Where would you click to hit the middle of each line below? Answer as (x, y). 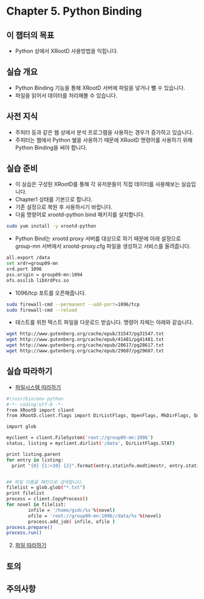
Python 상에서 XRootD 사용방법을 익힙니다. (66, 51)
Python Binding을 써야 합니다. (51, 147)
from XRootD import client (40, 410)
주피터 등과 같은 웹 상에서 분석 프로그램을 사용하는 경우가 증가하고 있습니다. (104, 132)
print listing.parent (34, 454)
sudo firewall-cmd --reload (42, 310)
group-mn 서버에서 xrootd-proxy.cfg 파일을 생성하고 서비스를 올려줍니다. (103, 246)
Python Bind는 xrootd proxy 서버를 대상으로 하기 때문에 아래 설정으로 (98, 239)
